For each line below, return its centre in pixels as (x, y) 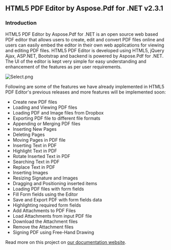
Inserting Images (30, 172)
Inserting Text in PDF (35, 145)
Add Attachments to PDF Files (44, 210)
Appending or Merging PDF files (46, 123)
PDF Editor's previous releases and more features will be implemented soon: (86, 92)
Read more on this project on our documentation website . (66, 242)
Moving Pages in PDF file (39, 140)
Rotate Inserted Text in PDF (41, 156)
